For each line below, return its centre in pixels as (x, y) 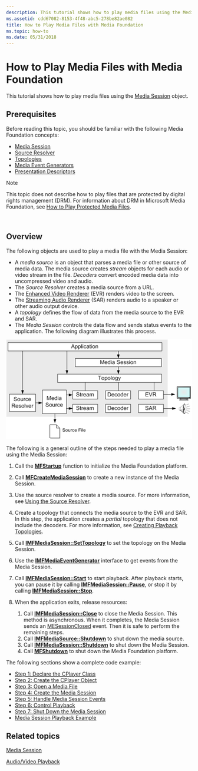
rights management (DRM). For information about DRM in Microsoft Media (96, 200)
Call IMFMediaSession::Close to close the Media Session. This (100, 613)
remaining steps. (44, 632)
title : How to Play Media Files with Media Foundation (75, 25)
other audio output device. (47, 306)
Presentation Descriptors (45, 171)
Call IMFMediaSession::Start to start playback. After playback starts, (99, 578)
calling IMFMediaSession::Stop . (54, 590)
